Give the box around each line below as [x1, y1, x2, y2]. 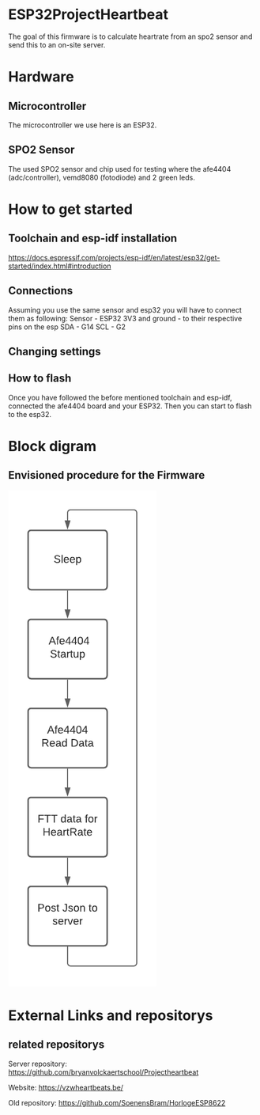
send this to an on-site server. [8, 40, 106, 49]
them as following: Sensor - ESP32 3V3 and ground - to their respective [8, 313, 243, 323]
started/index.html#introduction [8, 261, 111, 271]
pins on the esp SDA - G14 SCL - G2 [8, 322, 126, 332]
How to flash [8, 372, 72, 385]
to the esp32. [8, 409, 52, 419]
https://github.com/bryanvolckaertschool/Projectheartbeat [8, 1067, 199, 1077]
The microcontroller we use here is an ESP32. [8, 120, 157, 130]
